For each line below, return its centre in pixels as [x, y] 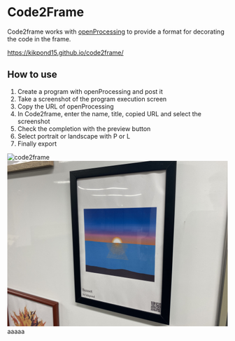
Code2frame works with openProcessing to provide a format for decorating [116, 32]
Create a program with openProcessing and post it [90, 91]
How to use [32, 75]
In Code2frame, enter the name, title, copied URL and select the [109, 113]
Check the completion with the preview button [84, 128]
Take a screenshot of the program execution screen [92, 99]
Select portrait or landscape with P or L [74, 136]
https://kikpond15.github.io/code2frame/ [65, 53]
